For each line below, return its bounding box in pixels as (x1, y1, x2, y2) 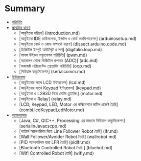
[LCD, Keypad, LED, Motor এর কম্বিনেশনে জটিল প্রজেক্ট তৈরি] (19, 101, 118, 107)
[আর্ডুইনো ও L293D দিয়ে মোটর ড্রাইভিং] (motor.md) (19, 90, 103, 96)
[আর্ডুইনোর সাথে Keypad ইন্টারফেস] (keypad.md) (19, 85, 101, 91)
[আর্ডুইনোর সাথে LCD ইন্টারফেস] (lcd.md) (19, 79, 86, 85)
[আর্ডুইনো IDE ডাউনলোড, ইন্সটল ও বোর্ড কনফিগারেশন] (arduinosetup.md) (19, 35, 137, 41)
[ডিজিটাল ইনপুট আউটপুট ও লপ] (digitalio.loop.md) (19, 46, 102, 52)
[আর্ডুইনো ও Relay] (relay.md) (19, 96, 72, 101)
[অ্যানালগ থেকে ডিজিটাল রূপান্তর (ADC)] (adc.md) (19, 57, 98, 63)
